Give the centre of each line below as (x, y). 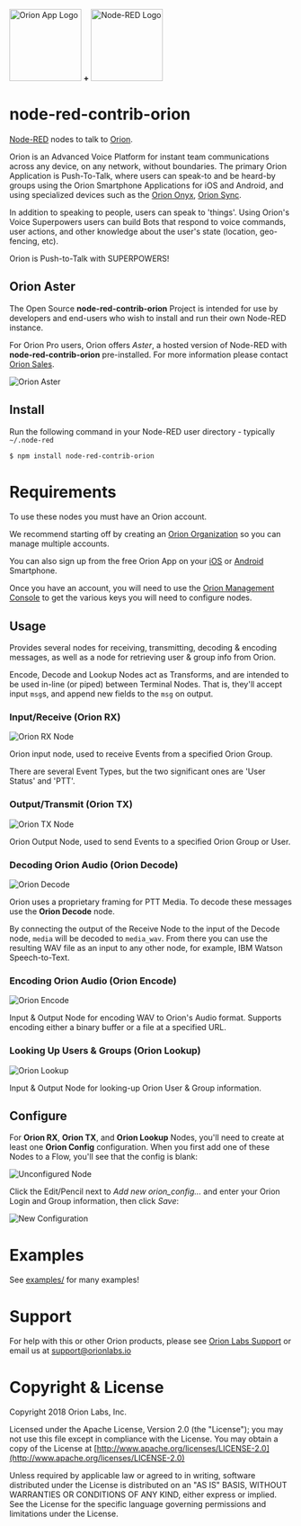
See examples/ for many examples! (74, 1280)
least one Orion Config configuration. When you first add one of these (140, 1147)
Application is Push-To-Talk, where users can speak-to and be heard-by (142, 175)
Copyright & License (87, 1387)
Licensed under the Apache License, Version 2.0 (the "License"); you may (146, 1430)
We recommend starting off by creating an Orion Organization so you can (145, 534)
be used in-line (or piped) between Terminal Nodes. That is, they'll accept (146, 685)
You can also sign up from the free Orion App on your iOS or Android (137, 561)
